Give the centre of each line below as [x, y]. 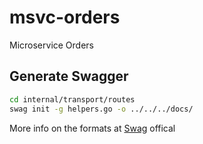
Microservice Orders [52, 45]
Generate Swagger [69, 76]
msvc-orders [65, 17]
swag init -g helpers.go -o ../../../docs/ [101, 109]
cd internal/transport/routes [72, 99]
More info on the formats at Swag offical [92, 128]
